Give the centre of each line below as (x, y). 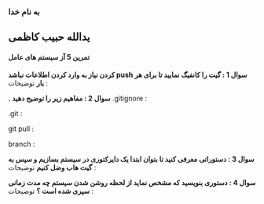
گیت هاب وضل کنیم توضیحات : (52, 167)
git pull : (21, 129)
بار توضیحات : (28, 83)
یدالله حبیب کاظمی (49, 37)
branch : (22, 144)
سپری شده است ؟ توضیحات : (51, 191)
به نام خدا (24, 12)
